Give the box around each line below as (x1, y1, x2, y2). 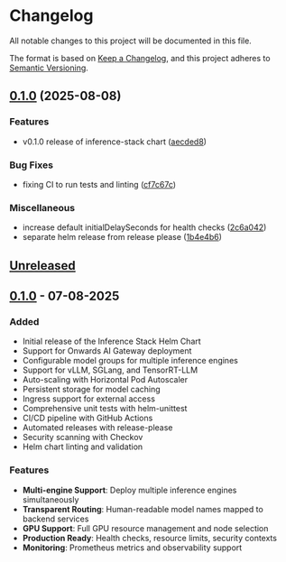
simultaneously (22, 493, 79, 505)
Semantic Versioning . (9, 62, 88, 73)
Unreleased (9, 258, 77, 273)
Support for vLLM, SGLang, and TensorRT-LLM (22, 364, 198, 375)
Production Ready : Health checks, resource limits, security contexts (22, 532, 278, 543)
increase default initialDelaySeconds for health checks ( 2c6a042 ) (22, 222, 267, 233)
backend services (22, 513, 89, 524)
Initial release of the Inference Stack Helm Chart (22, 336, 201, 347)
